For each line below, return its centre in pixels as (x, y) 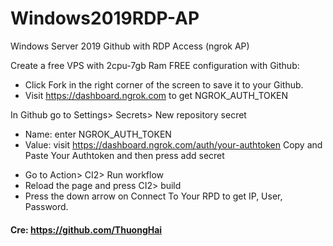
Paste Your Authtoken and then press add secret (124, 155)
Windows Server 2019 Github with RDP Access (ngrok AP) (130, 46)
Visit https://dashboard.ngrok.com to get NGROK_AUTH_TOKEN (156, 95)
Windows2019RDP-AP (105, 18)
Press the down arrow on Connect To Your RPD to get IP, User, (153, 196)
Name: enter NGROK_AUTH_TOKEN (98, 134)
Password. (46, 206)
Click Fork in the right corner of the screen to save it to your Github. (164, 84)
